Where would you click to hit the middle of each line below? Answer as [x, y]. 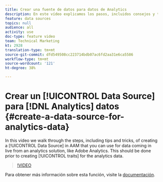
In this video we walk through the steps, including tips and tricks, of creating [81, 140]
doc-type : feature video [30, 37]
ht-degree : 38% [20, 68]
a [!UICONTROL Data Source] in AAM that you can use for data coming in [78, 145]
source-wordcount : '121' [30, 63]
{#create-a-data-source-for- [65, 117]
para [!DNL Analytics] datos [62, 106]
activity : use [19, 32]
